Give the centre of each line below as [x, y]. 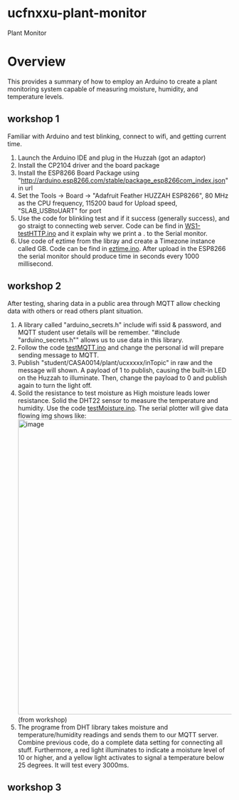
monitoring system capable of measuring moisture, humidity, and [103, 89]
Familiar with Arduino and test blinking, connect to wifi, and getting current [117, 136]
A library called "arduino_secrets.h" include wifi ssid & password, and [119, 324]
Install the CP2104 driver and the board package [89, 165]
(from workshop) [42, 719]
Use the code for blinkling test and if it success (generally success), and [123, 218]
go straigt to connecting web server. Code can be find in [100, 225]
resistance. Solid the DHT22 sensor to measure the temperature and [118, 400]
